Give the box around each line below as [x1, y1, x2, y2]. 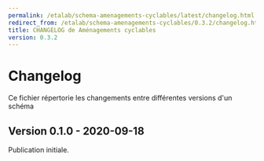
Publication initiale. [8, 145, 69, 154]
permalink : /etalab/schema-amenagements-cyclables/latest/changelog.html [8, 11, 255, 20]
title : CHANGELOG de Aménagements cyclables [8, 26, 156, 34]
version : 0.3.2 [8, 33, 58, 42]
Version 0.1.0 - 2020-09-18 [8, 124, 145, 137]
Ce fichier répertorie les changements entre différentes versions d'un [8, 93, 233, 103]
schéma [8, 101, 34, 111]
